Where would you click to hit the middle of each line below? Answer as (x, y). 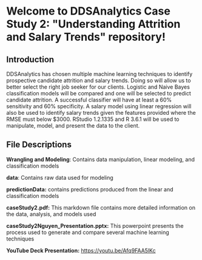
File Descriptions (39, 145)
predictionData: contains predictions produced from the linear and (90, 189)
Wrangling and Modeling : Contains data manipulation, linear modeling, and (101, 159)
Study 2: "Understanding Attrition (93, 24)
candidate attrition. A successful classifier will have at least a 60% (89, 100)
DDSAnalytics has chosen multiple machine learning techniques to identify (99, 74)
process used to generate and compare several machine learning (88, 232)
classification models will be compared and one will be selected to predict (99, 93)
